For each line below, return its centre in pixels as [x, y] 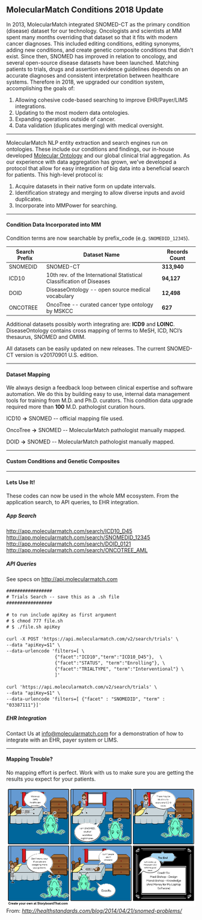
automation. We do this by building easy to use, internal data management [98, 394]
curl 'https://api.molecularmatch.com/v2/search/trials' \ [82, 687]
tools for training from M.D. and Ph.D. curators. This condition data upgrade [100, 401]
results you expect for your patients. [51, 779]
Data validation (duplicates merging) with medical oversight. [89, 125]
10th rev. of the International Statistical [94, 275]
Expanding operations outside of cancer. [65, 119]
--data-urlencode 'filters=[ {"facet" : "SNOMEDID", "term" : [86, 699]
